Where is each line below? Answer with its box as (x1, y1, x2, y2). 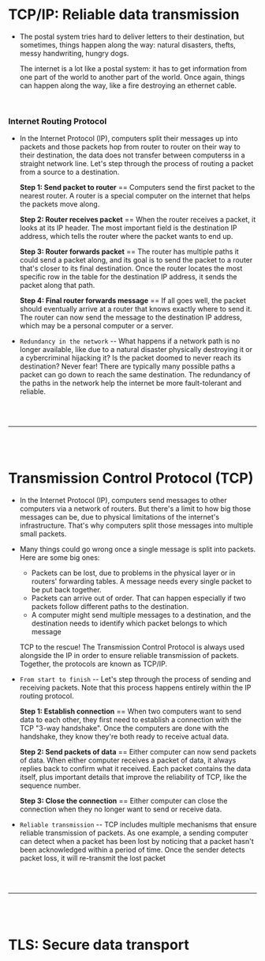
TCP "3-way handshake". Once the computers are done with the (19, 724, 229, 733)
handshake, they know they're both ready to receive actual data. (19, 732, 230, 741)
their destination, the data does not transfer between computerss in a (19, 150, 246, 160)
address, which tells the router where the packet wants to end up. (19, 232, 233, 241)
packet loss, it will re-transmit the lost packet (19, 853, 166, 863)
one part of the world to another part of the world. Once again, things (19, 72, 245, 81)
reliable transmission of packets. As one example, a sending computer (19, 828, 248, 838)
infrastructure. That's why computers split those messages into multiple (19, 520, 254, 531)
